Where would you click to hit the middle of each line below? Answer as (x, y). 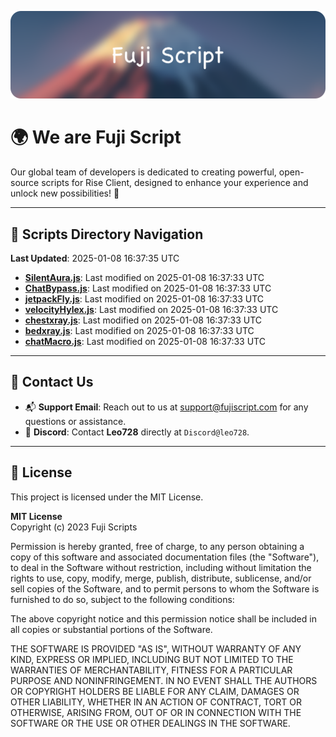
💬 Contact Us (52, 382)
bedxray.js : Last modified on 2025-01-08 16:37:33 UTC (139, 331)
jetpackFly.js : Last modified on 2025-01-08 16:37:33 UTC (144, 299)
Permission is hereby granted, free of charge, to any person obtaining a (157, 546)
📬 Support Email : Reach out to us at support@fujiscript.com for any (166, 407)
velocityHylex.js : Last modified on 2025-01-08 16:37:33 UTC (151, 310)
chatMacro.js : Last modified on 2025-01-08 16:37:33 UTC (145, 342)
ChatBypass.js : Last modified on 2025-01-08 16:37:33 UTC (148, 288)
